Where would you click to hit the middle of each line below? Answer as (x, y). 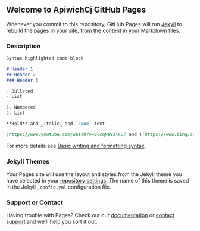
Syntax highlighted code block (45, 58)
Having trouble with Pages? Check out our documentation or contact (90, 215)
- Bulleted (20, 91)
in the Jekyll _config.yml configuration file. (59, 187)
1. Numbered (21, 107)
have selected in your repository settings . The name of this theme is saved (98, 181)
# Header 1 (20, 69)
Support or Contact (35, 202)
